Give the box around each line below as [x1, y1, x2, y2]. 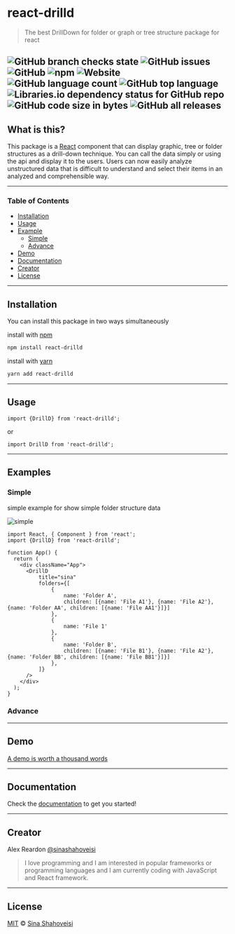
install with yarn [7, 357, 53, 365]
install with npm [7, 331, 53, 339]
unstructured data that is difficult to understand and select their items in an [7, 165, 223, 173]
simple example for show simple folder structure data [7, 503, 161, 512]
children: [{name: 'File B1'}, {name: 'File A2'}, [63, 647, 215, 654]
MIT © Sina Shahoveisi [7, 919, 73, 928]
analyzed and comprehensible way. [7, 172, 110, 180]
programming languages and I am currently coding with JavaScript [24, 866, 218, 874]
